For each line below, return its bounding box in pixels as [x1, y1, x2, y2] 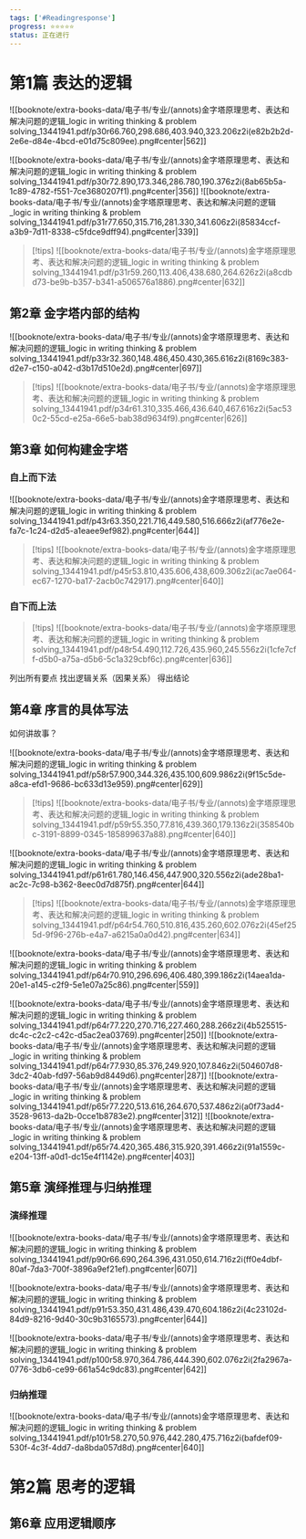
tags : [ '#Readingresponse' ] [9, 13, 117, 23]
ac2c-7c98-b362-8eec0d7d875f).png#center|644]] [9, 878, 205, 890]
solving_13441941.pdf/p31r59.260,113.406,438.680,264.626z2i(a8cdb [31, 267, 293, 278]
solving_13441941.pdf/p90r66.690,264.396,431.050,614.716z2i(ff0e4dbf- [9, 1253, 283, 1264]
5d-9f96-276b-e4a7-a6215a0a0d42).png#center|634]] [31, 928, 241, 940]
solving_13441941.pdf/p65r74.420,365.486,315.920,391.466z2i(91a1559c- [9, 1141, 286, 1152]
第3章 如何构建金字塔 [9, 442, 128, 457]
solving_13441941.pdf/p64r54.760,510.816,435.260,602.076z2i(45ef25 [31, 919, 297, 930]
